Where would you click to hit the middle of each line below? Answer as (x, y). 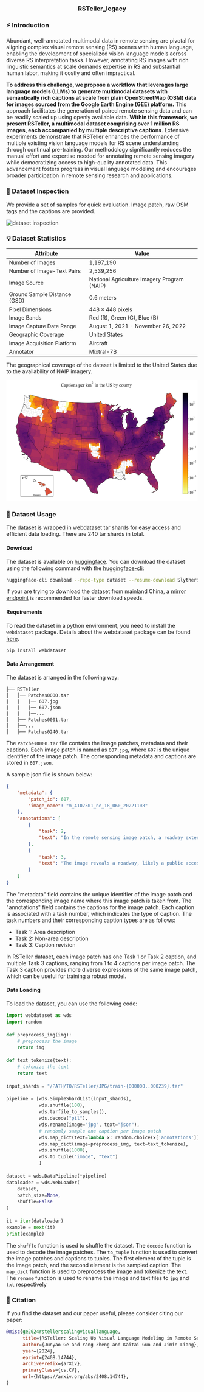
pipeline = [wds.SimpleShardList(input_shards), (69, 1099)
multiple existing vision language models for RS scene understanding (93, 143)
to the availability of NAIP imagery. (49, 371)
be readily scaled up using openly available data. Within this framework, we (102, 118)
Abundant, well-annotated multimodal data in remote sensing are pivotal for (101, 41)
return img (31, 1048)
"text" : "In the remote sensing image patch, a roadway (111, 838)
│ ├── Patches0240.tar (38, 732)
